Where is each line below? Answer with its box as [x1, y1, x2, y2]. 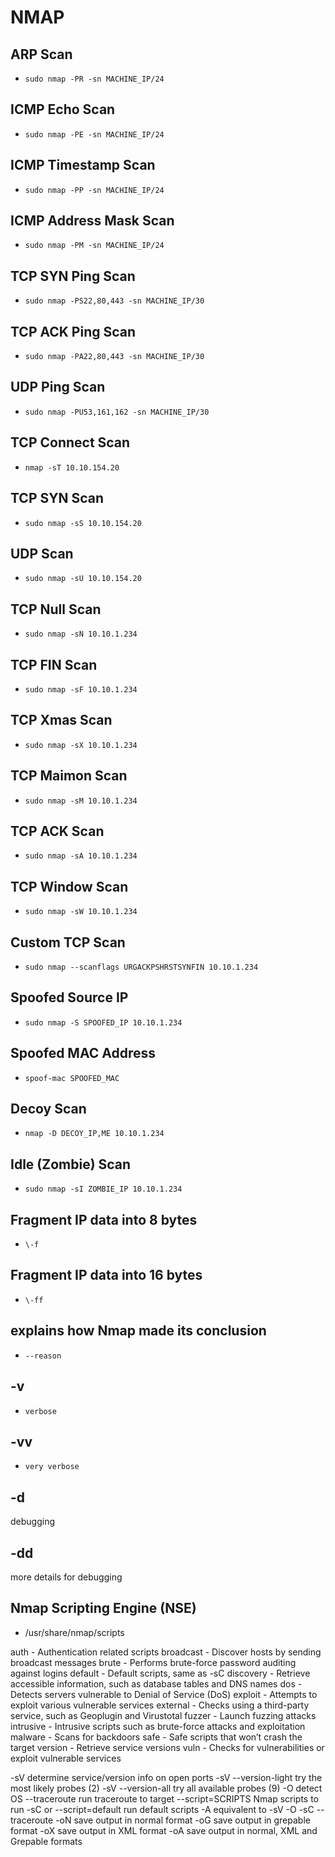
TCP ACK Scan [10, 822, 105, 840]
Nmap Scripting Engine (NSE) [10, 1600, 197, 1617]
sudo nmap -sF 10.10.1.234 [24, 684, 138, 695]
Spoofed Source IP [10, 989, 129, 1006]
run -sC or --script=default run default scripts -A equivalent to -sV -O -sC [10, 1803, 315, 1815]
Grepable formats [10, 1835, 83, 1847]
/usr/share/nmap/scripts [24, 1626, 125, 1638]
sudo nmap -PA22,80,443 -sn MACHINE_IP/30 [24, 352, 205, 362]
